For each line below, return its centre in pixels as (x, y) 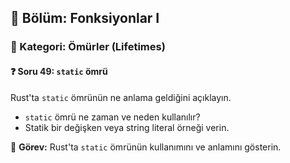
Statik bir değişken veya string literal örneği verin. (127, 127)
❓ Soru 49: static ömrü (59, 71)
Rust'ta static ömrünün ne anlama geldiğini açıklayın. (121, 97)
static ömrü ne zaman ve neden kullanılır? (112, 117)
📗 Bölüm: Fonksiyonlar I (85, 18)
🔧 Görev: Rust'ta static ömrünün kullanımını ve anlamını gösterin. (146, 147)
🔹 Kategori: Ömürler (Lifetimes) (88, 47)
